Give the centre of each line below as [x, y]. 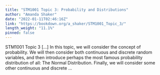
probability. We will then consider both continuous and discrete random [79, 52]
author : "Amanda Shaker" [31, 14]
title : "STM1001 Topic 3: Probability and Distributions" [67, 10]
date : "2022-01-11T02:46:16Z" [37, 19]
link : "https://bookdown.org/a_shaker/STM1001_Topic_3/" [66, 24]
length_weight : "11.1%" [30, 28]
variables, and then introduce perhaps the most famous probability [74, 57]
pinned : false [20, 33]
